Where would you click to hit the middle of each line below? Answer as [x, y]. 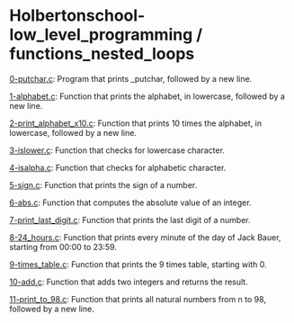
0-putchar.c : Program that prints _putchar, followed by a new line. [131, 78]
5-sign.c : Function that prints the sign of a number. [103, 184]
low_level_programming [101, 35]
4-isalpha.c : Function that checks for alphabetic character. [118, 167]
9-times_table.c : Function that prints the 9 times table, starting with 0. [138, 264]
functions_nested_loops [102, 54]
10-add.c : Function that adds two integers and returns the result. [129, 282]
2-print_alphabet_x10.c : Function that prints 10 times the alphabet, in [136, 123]
